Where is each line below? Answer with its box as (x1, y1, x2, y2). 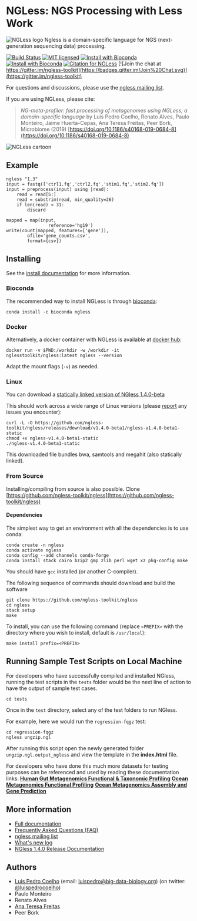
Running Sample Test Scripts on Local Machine (6, 656, 182, 666)
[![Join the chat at (118, 60, 162, 67)
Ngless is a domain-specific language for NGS (44, 36, 157, 43)
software (6, 585, 28, 593)
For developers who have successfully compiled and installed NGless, (6, 672, 176, 679)
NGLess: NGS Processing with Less (6, 4, 183, 18)
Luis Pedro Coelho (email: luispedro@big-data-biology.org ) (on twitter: (14, 878, 186, 885)
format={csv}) (27, 237, 62, 244)
